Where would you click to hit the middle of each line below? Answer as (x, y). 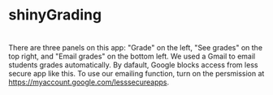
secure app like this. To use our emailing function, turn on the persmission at (136, 74)
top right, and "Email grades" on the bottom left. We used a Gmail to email (132, 56)
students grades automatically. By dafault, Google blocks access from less (133, 65)
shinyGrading (55, 15)
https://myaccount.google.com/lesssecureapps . (89, 82)
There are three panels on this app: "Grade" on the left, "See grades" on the (135, 48)
